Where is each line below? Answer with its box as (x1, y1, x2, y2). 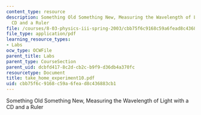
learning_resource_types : (6, 36, 71, 42)
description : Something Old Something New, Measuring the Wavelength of (6, 14, 191, 20)
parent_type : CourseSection (6, 58, 77, 64)
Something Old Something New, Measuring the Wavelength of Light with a (6, 97, 189, 104)
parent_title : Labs (6, 53, 55, 59)
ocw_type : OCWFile (6, 48, 52, 54)
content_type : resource (6, 8, 66, 15)
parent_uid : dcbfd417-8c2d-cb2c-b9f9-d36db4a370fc (6, 64, 135, 70)
